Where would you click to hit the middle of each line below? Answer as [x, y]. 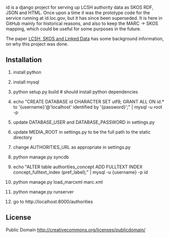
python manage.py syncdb [41, 157]
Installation [24, 60]
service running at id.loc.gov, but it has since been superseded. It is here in [84, 18]
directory [23, 137]
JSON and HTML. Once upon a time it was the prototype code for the [78, 13]
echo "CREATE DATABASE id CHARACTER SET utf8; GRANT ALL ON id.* [89, 101]
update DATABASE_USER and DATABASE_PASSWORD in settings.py [84, 122]
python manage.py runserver [43, 191]
